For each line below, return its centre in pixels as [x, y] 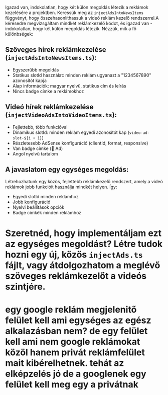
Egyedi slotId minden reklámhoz [45, 197]
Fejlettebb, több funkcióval [40, 127]
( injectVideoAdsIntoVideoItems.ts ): [61, 115]
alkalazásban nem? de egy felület [76, 331]
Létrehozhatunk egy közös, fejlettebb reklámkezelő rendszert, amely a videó [84, 182]
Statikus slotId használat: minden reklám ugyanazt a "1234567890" [82, 75]
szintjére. [26, 287]
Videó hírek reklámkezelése [49, 107]
